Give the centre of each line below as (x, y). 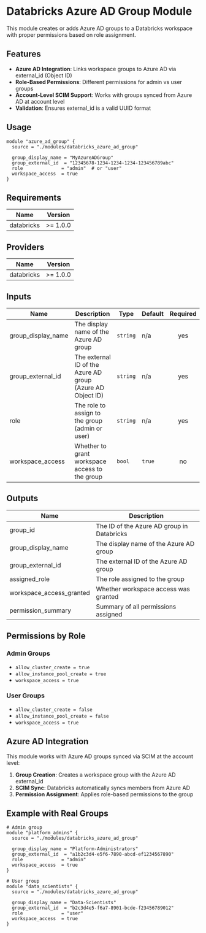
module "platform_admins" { (42, 833)
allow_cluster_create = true (52, 667)
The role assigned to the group (140, 579)
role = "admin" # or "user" (67, 168)
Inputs (19, 297)
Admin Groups (28, 653)
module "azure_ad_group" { (41, 141)
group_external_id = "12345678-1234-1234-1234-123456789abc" (93, 163)
